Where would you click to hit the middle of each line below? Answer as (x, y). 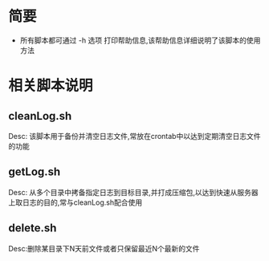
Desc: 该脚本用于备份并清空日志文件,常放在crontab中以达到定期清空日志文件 (134, 136)
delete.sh (33, 228)
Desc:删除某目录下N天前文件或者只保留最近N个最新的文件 (104, 248)
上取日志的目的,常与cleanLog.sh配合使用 (75, 202)
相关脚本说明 (51, 86)
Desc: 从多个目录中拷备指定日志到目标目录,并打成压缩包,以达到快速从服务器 (133, 192)
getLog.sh (35, 172)
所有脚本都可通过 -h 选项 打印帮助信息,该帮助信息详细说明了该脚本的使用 (140, 40)
